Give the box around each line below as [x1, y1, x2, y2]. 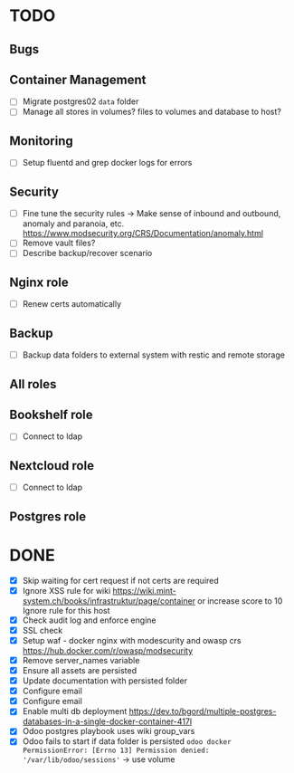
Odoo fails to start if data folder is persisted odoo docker [22, 736, 232, 747]
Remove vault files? [22, 237, 96, 249]
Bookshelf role [9, 406, 93, 422]
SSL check [22, 625, 63, 635]
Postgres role [9, 509, 87, 524]
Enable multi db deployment [22, 706, 128, 717]
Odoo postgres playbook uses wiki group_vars [22, 726, 195, 737]
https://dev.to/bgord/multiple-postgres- [128, 706, 277, 717]
